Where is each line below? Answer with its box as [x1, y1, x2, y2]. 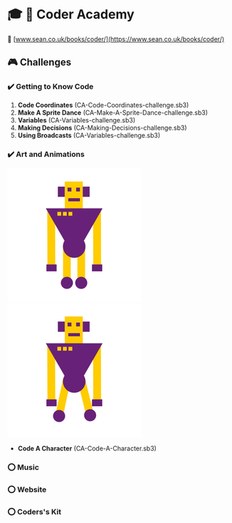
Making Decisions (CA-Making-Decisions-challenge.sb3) [17, 123, 187, 132]
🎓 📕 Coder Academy [7, 6, 135, 23]
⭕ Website [7, 485, 47, 494]
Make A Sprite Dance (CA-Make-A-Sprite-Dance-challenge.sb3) [17, 108, 209, 117]
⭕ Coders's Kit [7, 507, 62, 517]
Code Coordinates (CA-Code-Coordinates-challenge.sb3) [17, 100, 189, 109]
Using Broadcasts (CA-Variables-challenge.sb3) [17, 130, 161, 140]
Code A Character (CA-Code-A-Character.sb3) [17, 444, 157, 452]
